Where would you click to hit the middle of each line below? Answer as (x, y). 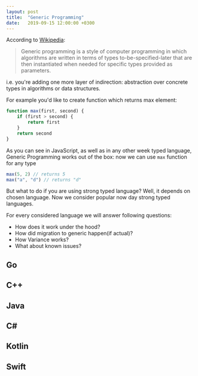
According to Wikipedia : (36, 40)
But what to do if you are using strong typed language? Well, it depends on (98, 191)
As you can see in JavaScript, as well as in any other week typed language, (99, 150)
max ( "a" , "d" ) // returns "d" (44, 180)
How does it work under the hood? (57, 227)
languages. (20, 204)
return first (44, 122)
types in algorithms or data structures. (53, 89)
